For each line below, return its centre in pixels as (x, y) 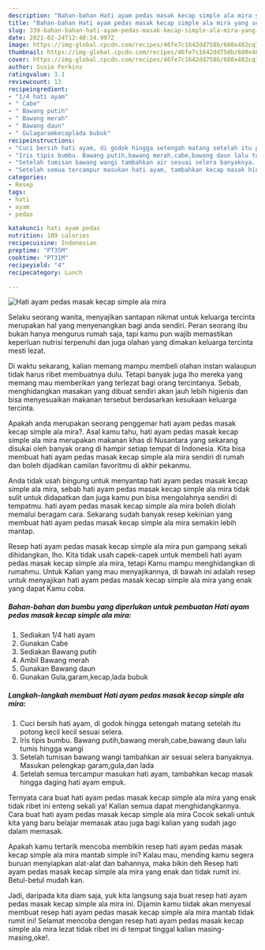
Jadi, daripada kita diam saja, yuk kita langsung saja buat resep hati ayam (128, 895)
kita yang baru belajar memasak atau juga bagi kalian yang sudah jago (122, 823)
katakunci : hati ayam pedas (54, 229)
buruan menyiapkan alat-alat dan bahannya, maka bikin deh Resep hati (123, 864)
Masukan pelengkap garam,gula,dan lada (87, 766)
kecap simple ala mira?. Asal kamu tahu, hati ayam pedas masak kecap (123, 432)
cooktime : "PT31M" (38, 258)
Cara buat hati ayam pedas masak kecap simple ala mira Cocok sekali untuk (131, 815)
